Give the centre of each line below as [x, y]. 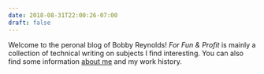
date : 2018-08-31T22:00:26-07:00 [63, 15]
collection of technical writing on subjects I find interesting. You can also [126, 53]
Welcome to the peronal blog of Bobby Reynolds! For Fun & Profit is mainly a [132, 44]
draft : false [30, 23]
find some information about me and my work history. [95, 61]
